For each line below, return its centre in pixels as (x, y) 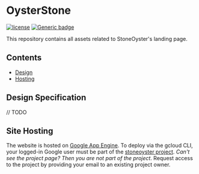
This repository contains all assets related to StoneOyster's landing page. (97, 39)
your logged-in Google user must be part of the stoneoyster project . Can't (98, 152)
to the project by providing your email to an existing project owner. (88, 165)
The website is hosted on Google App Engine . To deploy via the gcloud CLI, (100, 146)
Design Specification (46, 98)
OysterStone (38, 11)
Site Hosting (30, 131)
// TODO (17, 112)
